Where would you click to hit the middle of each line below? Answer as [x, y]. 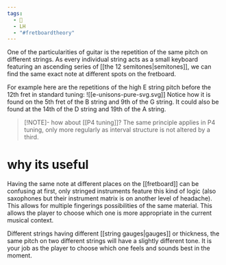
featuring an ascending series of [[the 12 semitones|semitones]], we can [109, 67]
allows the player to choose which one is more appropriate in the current [110, 213]
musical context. [30, 220]
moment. [20, 255]
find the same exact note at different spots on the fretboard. [92, 74]
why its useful [48, 165]
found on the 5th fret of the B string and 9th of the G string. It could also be [113, 102]
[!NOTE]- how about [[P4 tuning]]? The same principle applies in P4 [120, 123]
